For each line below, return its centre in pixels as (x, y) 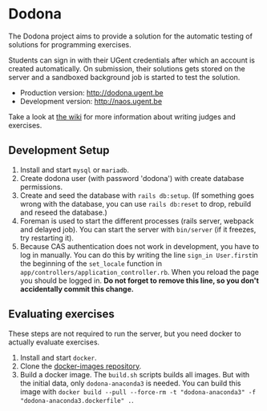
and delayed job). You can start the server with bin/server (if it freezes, (138, 229)
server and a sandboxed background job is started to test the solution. (124, 77)
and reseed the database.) (64, 212)
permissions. (41, 187)
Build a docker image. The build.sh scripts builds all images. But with (135, 374)
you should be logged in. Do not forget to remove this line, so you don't (139, 280)
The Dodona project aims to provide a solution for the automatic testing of (130, 36)
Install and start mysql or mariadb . (75, 170)
